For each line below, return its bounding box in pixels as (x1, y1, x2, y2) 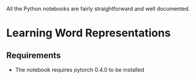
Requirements (6, 50, 61, 60)
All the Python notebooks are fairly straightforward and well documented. (6, 5, 191, 12)
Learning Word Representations (6, 27, 171, 40)
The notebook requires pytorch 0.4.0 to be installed (15, 66, 144, 73)
